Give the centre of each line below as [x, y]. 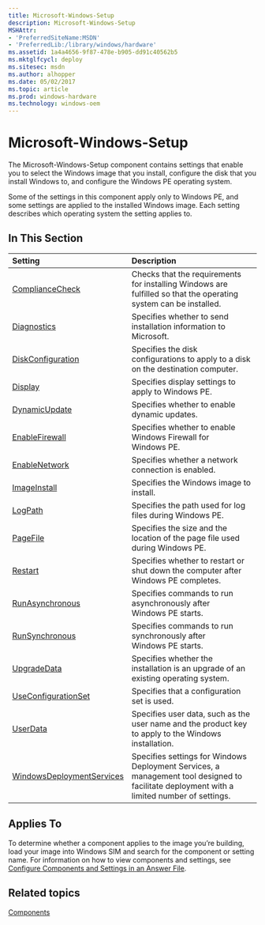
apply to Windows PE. [172, 391]
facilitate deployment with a [183, 786]
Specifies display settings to [184, 382]
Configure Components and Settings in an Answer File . [97, 868]
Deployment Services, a [175, 766]
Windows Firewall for [170, 437]
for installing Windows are [179, 284]
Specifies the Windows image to [191, 482]
